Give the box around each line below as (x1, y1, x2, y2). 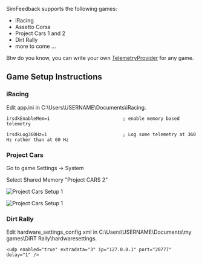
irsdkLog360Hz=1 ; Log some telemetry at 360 (6, 131, 197, 137)
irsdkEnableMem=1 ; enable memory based (6, 115, 180, 122)
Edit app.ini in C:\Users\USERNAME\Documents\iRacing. (6, 104, 146, 111)
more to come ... (15, 42, 56, 50)
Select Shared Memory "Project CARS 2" (6, 176, 108, 183)
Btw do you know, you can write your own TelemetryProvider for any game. (6, 54, 194, 61)
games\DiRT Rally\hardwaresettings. (6, 235, 97, 242)
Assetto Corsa (15, 24, 51, 30)
